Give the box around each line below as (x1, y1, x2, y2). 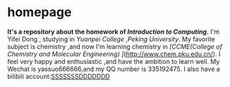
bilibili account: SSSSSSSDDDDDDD (7, 72, 111, 81)
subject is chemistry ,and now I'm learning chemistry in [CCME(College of (7, 42, 222, 51)
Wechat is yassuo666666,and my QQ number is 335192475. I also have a (7, 65, 220, 73)
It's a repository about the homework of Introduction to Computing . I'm (7, 27, 220, 36)
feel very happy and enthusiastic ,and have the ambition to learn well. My (7, 57, 220, 65)
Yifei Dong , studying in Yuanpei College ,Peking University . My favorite (7, 34, 215, 43)
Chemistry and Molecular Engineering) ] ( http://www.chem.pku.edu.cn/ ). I (7, 50, 221, 58)
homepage (7, 4, 72, 20)
